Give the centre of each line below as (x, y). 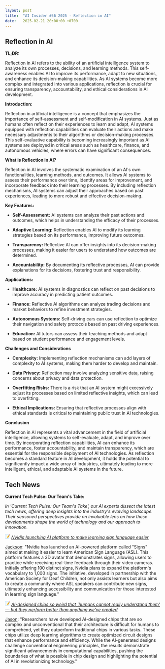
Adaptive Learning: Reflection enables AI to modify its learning (76, 230)
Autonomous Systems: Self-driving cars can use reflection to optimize (84, 319)
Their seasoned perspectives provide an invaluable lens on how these (76, 516)
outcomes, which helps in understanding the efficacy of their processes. (86, 221)
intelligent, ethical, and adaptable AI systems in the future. (64, 469)
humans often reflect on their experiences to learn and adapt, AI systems (79, 124)
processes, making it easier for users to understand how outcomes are (84, 250)
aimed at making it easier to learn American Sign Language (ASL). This (77, 552)
